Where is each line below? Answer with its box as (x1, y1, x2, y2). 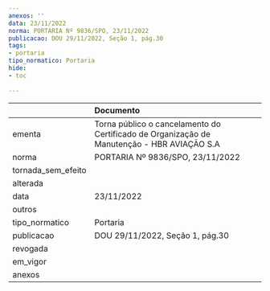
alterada (12, 178, 44, 189)
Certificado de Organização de (94, 128, 211, 139)
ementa (12, 128, 42, 139)
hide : (8, 64, 27, 72)
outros (12, 203, 38, 215)
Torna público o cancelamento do (94, 118, 221, 129)
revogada (12, 243, 48, 254)
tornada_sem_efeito (12, 164, 87, 175)
